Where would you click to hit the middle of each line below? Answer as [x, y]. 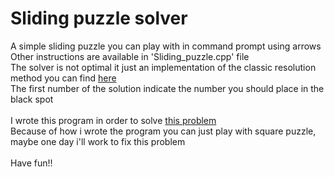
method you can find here [63, 78]
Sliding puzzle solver [99, 18]
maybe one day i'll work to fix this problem [98, 141]
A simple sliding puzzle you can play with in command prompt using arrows [166, 46]
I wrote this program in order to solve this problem [113, 120]
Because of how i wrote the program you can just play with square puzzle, [163, 131]
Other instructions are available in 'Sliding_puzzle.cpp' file [130, 56]
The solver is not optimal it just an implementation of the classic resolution [163, 67]
